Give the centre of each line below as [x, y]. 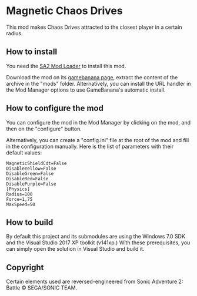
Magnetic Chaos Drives [64, 11]
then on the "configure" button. [44, 129]
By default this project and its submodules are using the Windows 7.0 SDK [96, 237]
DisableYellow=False [31, 169]
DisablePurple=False [31, 184]
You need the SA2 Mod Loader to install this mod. [66, 66]
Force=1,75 [19, 199]
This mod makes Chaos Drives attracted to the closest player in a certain [94, 27]
